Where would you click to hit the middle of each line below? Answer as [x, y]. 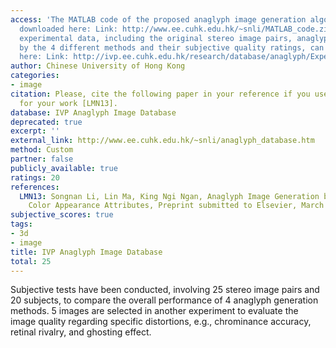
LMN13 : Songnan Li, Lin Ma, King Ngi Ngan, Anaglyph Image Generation [169, 196]
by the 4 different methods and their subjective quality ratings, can [172, 47]
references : [35, 187]
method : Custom [42, 150]
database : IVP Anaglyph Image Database [93, 112]
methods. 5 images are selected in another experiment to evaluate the [154, 311]
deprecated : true [46, 122]
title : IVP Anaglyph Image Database [86, 252]
